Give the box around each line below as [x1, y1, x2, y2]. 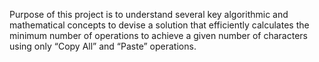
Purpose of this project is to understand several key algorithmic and [9, 9, 289, 20]
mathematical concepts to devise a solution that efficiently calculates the [9, 19, 310, 31]
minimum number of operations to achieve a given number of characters [9, 30, 308, 41]
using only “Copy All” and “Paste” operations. [9, 40, 197, 52]
